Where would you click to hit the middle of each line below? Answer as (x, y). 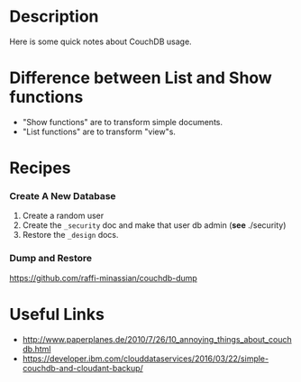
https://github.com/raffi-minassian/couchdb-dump (104, 277)
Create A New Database (63, 196)
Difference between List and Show (141, 78)
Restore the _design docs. (70, 235)
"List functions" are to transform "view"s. (99, 132)
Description (54, 17)
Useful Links (57, 314)
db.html (36, 349)
